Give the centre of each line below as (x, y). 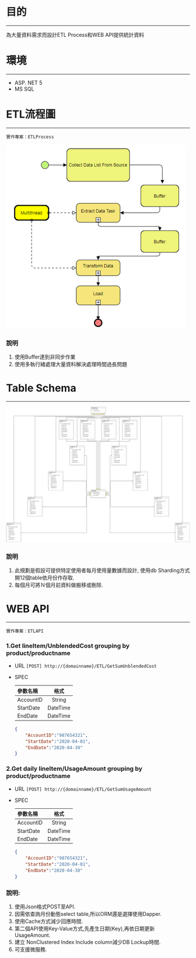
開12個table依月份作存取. (44, 577)
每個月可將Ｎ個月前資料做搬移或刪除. (59, 585)
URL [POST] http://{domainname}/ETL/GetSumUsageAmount (83, 789)
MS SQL (24, 89)
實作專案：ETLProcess (30, 137)
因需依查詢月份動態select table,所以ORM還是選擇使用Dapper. (88, 914)
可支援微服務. (31, 950)
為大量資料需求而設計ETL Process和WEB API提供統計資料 (75, 35)
